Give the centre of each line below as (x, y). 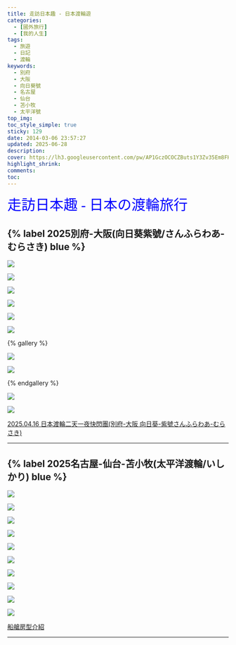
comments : (22, 170)
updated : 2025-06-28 (38, 145)
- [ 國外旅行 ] (31, 27)
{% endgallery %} (33, 383)
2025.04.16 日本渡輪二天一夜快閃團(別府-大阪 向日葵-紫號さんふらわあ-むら (117, 424)
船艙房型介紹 (26, 627)
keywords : (22, 66)
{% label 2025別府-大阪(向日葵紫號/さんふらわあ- (116, 234)
